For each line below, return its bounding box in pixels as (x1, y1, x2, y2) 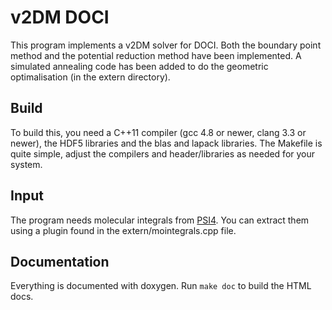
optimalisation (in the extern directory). (10, 71, 171, 83)
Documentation (10, 253, 110, 270)
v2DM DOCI (10, 6, 110, 29)
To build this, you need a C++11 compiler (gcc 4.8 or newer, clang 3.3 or (10, 126, 307, 138)
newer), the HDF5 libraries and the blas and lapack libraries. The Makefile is (10, 137, 323, 149)
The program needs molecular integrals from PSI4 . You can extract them (10, 214, 310, 226)
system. (10, 158, 43, 170)
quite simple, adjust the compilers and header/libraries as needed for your (10, 147, 316, 160)
